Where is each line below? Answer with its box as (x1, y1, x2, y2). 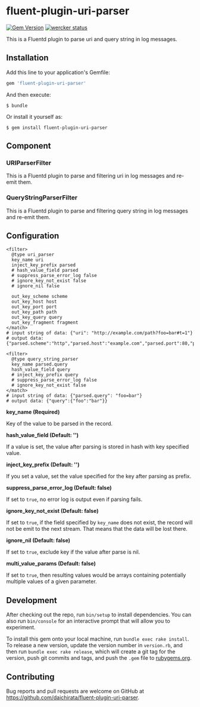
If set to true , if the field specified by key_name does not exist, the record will (6, 519, 193, 526)
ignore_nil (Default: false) (6, 537, 70, 544)
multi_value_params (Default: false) (6, 560, 96, 567)
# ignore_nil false (11, 283, 60, 289)
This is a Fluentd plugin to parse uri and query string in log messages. (6, 35, 177, 42)
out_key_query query (11, 315, 62, 321)
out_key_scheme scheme (11, 294, 68, 300)
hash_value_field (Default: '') (6, 432, 79, 439)
